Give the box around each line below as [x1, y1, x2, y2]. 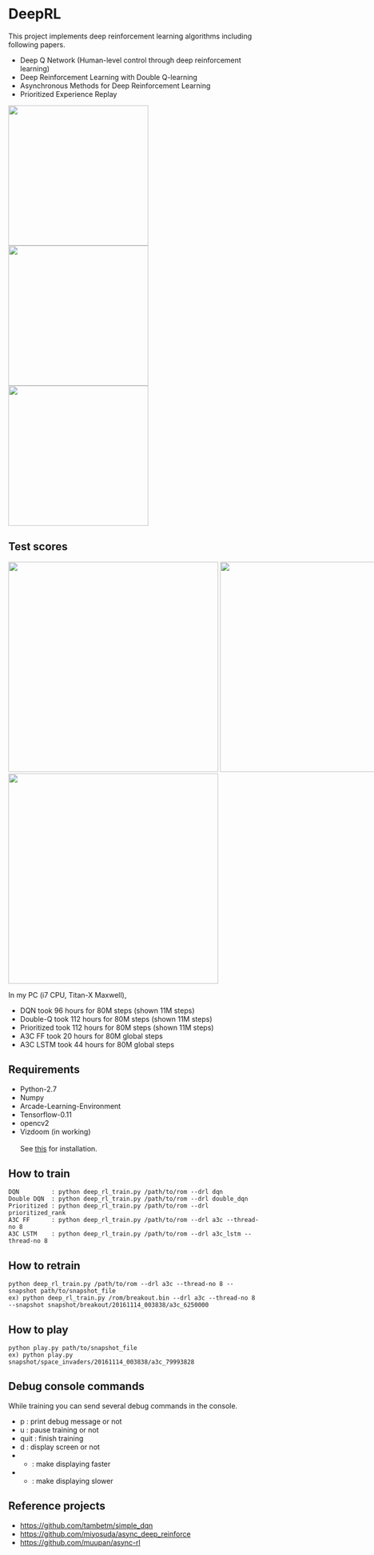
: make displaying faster [31, 1459, 111, 1469]
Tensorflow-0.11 [19, 1110, 72, 1119]
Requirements [8, 1063, 80, 1077]
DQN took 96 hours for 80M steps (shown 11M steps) [19, 1006, 195, 1015]
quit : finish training [19, 1433, 84, 1443]
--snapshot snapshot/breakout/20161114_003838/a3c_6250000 [8, 1301, 209, 1309]
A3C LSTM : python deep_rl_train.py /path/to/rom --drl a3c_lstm [8, 1230, 241, 1238]
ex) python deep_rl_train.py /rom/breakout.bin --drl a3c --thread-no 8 [8, 1294, 256, 1302]
